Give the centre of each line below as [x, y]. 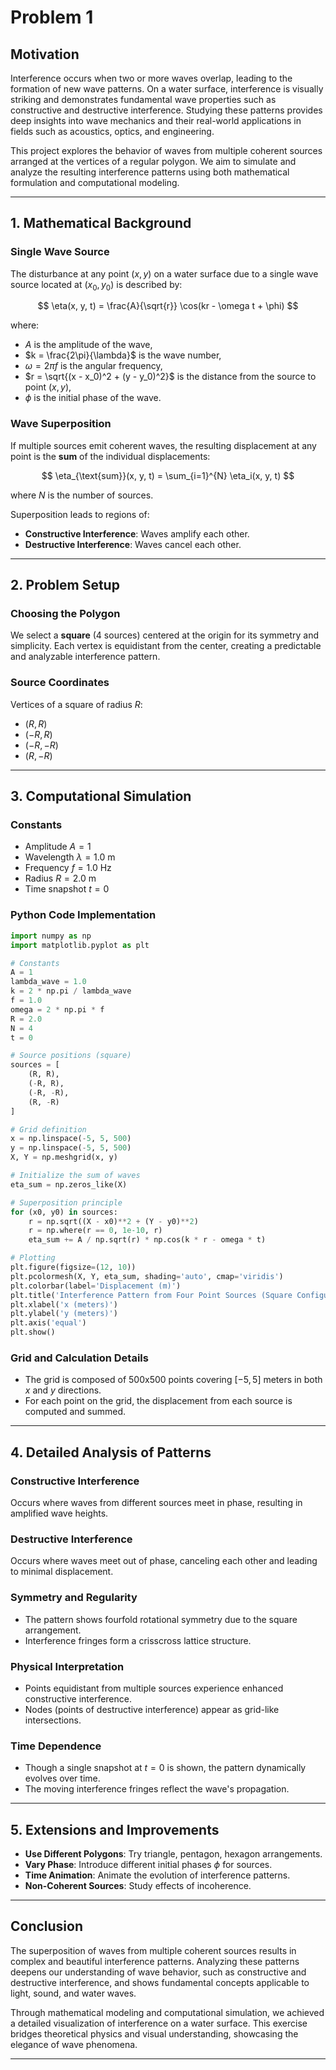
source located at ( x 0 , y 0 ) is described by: [96, 285]
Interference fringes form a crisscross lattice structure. [138, 1640]
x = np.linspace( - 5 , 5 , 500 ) [71, 1139]
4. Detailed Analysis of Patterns [111, 1452]
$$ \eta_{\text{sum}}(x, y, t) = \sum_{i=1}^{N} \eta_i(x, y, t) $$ [168, 475]
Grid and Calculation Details [79, 1358]
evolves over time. [62, 1778]
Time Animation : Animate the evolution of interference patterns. [157, 1875]
